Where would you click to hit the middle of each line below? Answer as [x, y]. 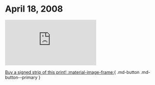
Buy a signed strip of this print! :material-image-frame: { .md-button [72, 72]
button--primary [21, 77]
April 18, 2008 [34, 9]
